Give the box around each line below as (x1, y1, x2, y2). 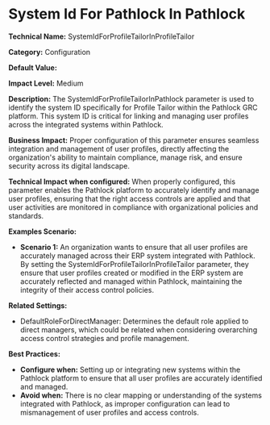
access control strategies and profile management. (19, 333, 189, 343)
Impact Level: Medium (8, 78, 84, 88)
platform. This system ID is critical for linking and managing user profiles (8, 110, 249, 121)
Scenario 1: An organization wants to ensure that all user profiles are (19, 242, 248, 252)
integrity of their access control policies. (19, 285, 155, 294)
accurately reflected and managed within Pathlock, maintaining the (19, 276, 243, 286)
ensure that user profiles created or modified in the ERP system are (19, 268, 243, 277)
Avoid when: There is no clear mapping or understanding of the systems (19, 390, 262, 400)
